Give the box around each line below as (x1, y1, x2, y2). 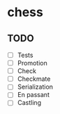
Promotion (17, 59, 47, 68)
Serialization (17, 82, 54, 91)
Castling (17, 99, 42, 107)
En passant (17, 91, 50, 99)
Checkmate (17, 75, 51, 83)
